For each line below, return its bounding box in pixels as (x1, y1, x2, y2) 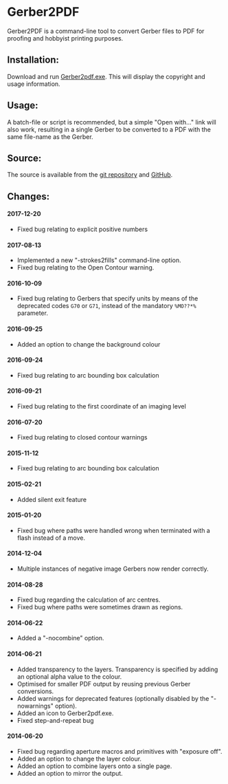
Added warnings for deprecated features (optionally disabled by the (16, 694, 209, 702)
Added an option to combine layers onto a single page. (16, 761, 172, 770)
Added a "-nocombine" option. (16, 634, 104, 642)
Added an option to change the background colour (16, 340, 161, 348)
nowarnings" (16, 701, 54, 710)
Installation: (7, 54, 60, 66)
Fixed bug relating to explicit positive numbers (16, 225, 148, 233)
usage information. (7, 80, 60, 88)
